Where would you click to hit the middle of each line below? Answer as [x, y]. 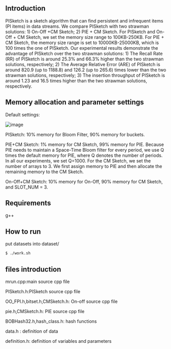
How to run [23, 231]
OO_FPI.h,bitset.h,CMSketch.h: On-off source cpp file [62, 301]
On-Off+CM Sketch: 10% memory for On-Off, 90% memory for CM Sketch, [84, 181]
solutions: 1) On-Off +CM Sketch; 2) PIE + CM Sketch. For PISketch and [80, 32]
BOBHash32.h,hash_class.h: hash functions [51, 321]
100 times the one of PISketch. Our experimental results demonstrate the [82, 48]
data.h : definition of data [32, 331]
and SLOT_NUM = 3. [27, 187]
